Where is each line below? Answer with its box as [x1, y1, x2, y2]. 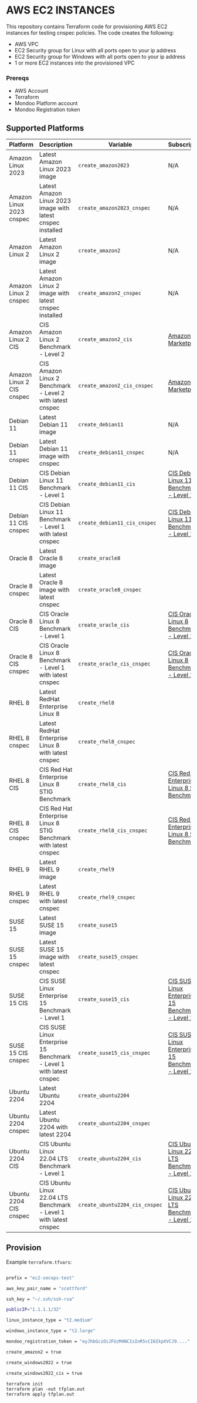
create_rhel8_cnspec [78, 738, 136, 745]
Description [39, 140, 73, 149]
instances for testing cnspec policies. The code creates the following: [6, 29, 174, 36]
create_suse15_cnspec [78, 954, 139, 960]
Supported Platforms [6, 123, 84, 133]
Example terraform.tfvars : [6, 1258, 72, 1266]
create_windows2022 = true [6, 1360, 72, 1365]
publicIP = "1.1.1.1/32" [6, 1307, 62, 1313]
